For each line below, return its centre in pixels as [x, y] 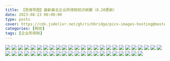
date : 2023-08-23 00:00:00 [34, 15]
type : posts [18, 19]
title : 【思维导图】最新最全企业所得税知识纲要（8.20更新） [61, 10]
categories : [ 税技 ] [25, 29]
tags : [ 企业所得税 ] [24, 33]
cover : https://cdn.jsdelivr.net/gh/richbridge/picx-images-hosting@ [80, 24]
